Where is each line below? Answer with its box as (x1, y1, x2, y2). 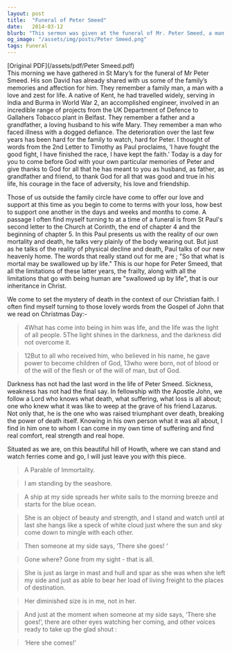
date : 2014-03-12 (7, 23, 64, 30)
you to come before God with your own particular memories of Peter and (7, 158, 215, 165)
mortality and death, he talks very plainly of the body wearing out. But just (7, 238, 219, 245)
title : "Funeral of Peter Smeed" (7, 17, 107, 24)
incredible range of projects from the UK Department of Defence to (7, 106, 199, 114)
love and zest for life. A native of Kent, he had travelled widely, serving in (7, 91, 215, 99)
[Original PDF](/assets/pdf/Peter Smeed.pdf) (7, 62, 135, 69)
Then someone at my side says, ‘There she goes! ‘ (24, 542, 168, 549)
